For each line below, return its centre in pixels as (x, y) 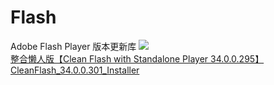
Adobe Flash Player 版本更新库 (73, 46)
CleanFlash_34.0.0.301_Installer (75, 70)
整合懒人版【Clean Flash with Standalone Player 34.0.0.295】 (137, 58)
